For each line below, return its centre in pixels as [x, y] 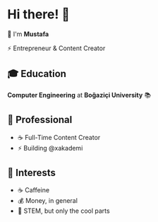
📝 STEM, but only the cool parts [64, 211]
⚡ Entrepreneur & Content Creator [56, 48]
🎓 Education [37, 74]
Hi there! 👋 [39, 14]
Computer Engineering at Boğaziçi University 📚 [79, 95]
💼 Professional [40, 120]
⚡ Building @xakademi [50, 148]
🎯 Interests [32, 173]
